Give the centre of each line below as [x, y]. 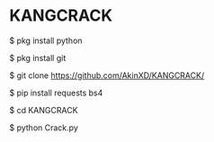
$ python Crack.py [44, 128]
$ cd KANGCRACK [44, 110]
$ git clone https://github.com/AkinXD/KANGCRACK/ [107, 75]
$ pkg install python [46, 40]
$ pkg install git [38, 58]
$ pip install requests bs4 [56, 93]
